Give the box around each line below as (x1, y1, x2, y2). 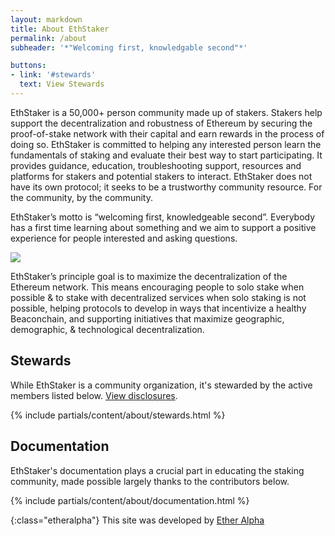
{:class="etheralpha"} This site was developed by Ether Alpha (10, 514, 265, 526)
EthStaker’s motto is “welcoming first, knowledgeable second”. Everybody (10, 211, 316, 223)
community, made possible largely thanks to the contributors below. (10, 475, 290, 487)
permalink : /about (10, 33, 87, 43)
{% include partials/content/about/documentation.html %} (10, 494, 250, 506)
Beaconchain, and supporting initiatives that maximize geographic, (10, 312, 285, 325)
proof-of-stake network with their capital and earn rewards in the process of (10, 127, 325, 140)
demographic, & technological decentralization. (10, 323, 205, 335)
